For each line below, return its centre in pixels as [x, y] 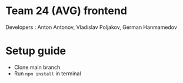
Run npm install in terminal [47, 73]
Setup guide [36, 51]
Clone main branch [37, 67]
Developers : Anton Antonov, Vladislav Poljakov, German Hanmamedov [91, 27]
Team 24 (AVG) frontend [66, 11]
